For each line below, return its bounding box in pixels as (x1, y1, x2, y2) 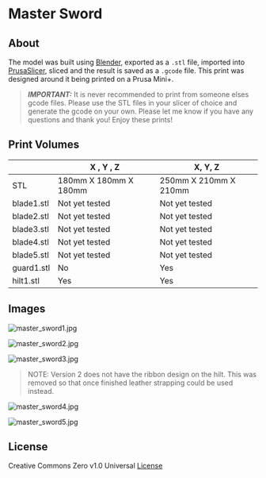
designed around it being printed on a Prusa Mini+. (8, 75, 174, 83)
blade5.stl (12, 249, 50, 260)
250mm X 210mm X (159, 175, 236, 186)
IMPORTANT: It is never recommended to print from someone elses (27, 90, 249, 99)
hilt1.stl (12, 275, 40, 286)
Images (8, 303, 46, 316)
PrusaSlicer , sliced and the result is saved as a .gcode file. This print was (8, 66, 245, 75)
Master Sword (8, 5, 103, 23)
